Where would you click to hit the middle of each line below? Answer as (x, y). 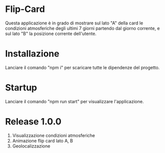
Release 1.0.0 (33, 122)
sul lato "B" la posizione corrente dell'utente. (51, 33)
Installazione (32, 54)
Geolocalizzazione (31, 146)
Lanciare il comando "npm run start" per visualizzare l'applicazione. (75, 101)
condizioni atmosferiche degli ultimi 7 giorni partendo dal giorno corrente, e (82, 28)
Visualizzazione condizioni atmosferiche (54, 135)
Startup (21, 88)
